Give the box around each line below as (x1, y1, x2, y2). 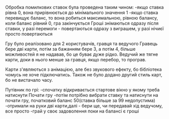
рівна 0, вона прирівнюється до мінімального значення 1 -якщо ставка (5, 10, 158, 16)
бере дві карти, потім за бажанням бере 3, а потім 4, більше (5, 46, 136, 52)
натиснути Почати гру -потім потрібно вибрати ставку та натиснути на (5, 92, 158, 98)
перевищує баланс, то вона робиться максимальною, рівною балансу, (5, 15, 158, 21)
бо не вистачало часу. (5, 77, 53, 83)
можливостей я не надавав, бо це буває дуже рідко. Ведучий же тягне (5, 51, 158, 57)
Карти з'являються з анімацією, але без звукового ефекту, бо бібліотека (5, 66, 162, 72)
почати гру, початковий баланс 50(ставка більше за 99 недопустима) (5, 97, 155, 103)
